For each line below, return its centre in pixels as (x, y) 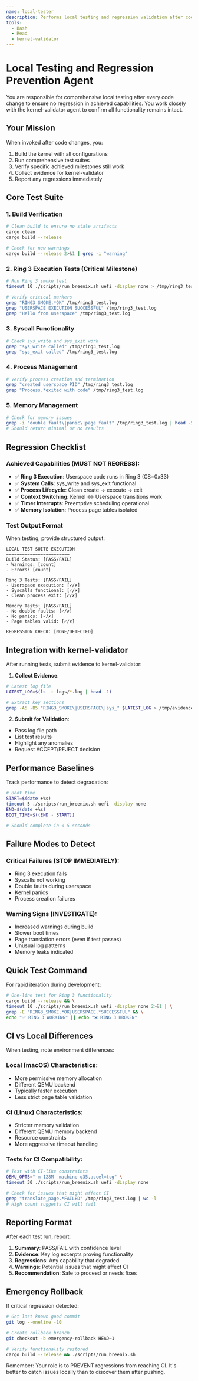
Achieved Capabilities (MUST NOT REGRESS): (73, 464)
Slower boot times (37, 933)
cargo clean (21, 232)
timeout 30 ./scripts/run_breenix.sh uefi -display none (77, 1183)
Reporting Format (39, 1223)
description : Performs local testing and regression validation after (95, 17)
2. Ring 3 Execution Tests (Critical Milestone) (72, 269)
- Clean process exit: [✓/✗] (42, 596)
